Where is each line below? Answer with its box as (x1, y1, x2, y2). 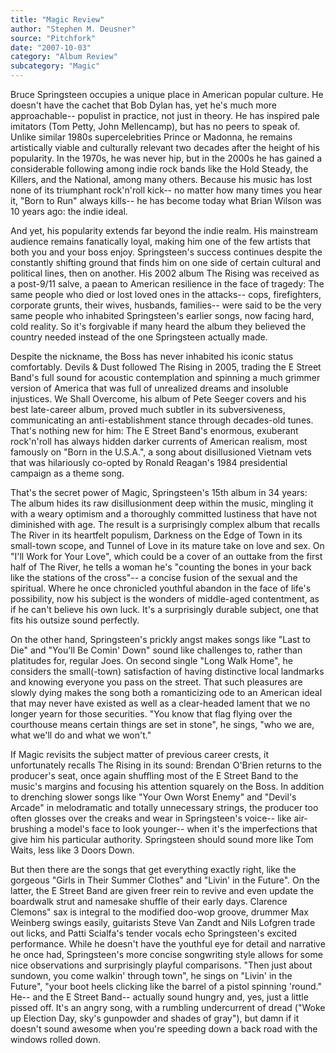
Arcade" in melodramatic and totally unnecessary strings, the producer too (10, 802, 319, 813)
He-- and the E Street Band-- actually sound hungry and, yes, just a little (10, 991, 309, 1003)
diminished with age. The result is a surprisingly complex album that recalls (10, 519, 321, 530)
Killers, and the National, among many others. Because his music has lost (10, 174, 313, 185)
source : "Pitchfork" (10, 33, 97, 43)
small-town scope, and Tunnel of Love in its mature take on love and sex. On (10, 540, 325, 551)
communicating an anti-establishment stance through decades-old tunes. (10, 414, 314, 426)
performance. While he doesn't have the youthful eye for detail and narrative (10, 938, 326, 950)
